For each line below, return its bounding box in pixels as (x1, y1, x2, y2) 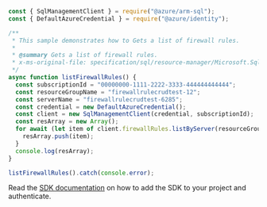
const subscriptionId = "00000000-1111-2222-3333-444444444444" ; (15, 80, 237, 89)
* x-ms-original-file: (11, 59, 87, 67)
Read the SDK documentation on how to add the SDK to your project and (8, 183, 246, 193)
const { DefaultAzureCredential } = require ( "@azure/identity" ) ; (8, 14, 229, 23)
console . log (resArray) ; (15, 147, 94, 155)
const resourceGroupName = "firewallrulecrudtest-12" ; (15, 88, 201, 96)
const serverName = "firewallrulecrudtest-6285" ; (15, 95, 183, 103)
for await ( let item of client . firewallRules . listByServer (15, 125, 215, 133)
